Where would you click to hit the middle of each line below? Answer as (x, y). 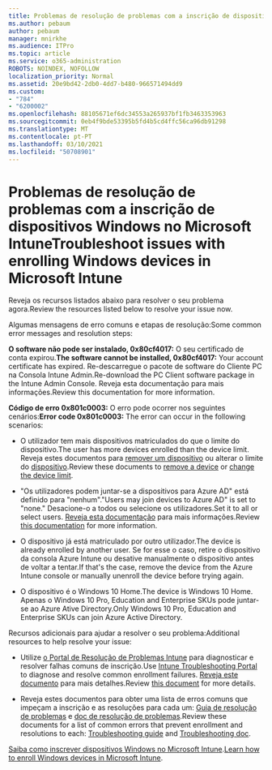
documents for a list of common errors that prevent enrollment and (131, 725)
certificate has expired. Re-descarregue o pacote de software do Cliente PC (135, 367)
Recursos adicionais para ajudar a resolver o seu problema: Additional (124, 633)
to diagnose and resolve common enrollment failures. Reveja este (129, 675)
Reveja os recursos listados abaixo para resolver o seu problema (116, 300)
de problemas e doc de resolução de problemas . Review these (123, 716)
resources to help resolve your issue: (70, 642)
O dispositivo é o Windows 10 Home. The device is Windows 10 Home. (136, 591)
